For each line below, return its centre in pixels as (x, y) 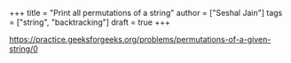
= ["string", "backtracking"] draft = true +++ (90, 22)
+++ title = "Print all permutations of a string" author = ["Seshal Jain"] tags (146, 13)
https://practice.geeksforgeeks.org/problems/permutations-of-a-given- (140, 39)
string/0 (24, 49)
